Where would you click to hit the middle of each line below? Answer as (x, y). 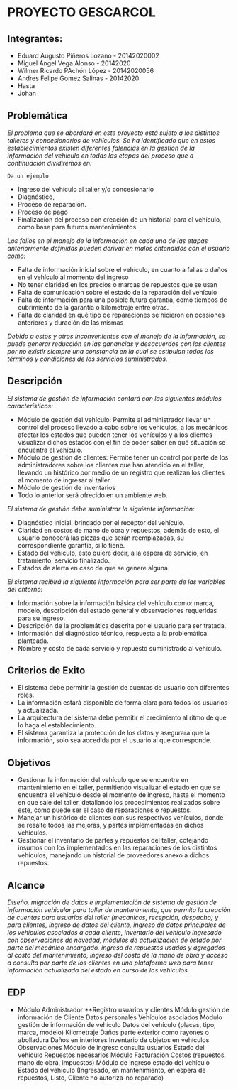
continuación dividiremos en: (50, 163)
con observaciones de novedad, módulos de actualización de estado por (114, 940)
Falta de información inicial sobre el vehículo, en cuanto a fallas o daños (123, 269)
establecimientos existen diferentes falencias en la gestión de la (101, 148)
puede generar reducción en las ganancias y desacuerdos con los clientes (117, 343)
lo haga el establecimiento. (57, 725)
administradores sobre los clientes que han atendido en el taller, (111, 465)
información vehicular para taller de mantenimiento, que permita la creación (119, 910)
